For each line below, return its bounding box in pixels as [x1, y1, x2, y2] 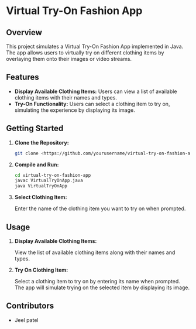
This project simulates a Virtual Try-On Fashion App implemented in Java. [6, 43, 184, 50]
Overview [6, 28, 43, 37]
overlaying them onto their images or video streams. [6, 56, 132, 62]
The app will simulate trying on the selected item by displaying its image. [14, 284, 190, 291]
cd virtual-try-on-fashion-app [14, 172, 91, 178]
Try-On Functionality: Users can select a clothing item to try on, [14, 100, 170, 107]
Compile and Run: [14, 161, 59, 168]
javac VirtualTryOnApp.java [14, 177, 83, 184]
